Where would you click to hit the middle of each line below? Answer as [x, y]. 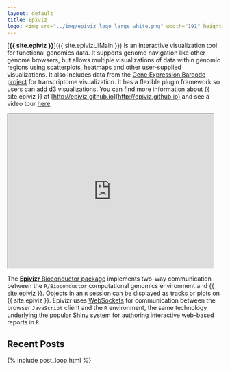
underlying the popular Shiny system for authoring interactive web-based [111, 315]
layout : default [30, 13]
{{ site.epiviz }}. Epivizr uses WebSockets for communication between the [111, 300]
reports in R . [24, 322]
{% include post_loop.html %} [49, 361]
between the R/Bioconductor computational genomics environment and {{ [111, 286]
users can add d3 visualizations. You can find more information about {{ [108, 89]
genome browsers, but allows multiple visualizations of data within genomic [114, 60]
